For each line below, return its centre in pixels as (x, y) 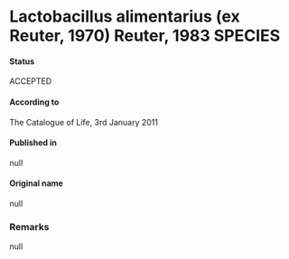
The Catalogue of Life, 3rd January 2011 (84, 122)
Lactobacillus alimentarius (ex (125, 17)
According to (34, 102)
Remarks (29, 227)
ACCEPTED (31, 81)
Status (22, 61)
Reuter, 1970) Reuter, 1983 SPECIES (145, 36)
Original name (36, 183)
